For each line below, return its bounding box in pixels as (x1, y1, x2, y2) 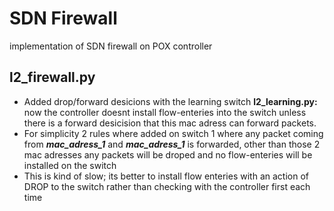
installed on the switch (23, 159, 117, 171)
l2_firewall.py (9, 69, 96, 86)
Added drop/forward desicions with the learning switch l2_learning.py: (23, 95, 318, 107)
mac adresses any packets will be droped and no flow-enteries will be (23, 148, 313, 161)
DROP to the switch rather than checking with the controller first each (23, 180, 311, 192)
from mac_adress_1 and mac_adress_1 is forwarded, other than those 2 (23, 138, 321, 150)
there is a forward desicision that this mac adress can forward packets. (23, 117, 317, 129)
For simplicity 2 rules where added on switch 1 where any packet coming (23, 127, 324, 139)
